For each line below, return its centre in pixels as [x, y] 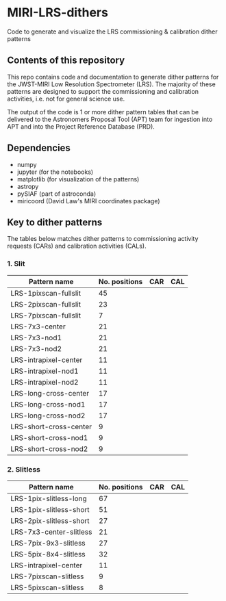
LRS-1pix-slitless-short [50, 509]
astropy [28, 186]
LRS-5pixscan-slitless [47, 587]
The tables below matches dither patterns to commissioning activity [103, 239]
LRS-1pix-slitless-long [49, 498]
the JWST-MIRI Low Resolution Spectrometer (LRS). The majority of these [111, 84]
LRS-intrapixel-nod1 [45, 371]
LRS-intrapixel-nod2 [45, 382]
